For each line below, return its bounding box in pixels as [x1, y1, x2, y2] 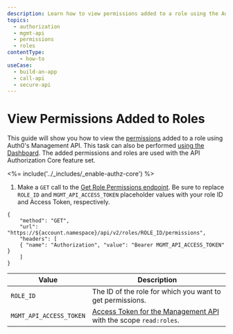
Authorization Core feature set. [7, 156, 96, 165]
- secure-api [13, 81, 51, 88]
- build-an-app [13, 68, 58, 75]
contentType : [7, 49, 45, 56]
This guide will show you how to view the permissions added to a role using [7, 134, 223, 142]
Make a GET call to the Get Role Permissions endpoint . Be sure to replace [17, 183, 224, 192]
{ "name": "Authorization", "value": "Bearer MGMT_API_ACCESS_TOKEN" [19, 242, 225, 249]
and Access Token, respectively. [17, 198, 110, 206]
